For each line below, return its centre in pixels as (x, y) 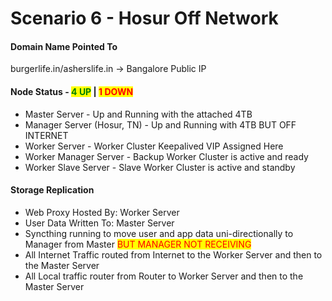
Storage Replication (52, 190)
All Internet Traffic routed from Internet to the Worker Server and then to (173, 254)
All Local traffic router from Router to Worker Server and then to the (164, 276)
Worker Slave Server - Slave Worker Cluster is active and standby (160, 167)
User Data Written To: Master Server (99, 223)
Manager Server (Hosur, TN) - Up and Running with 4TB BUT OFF (160, 124)
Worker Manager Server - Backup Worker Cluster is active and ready (166, 156)
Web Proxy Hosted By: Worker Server (102, 212)
